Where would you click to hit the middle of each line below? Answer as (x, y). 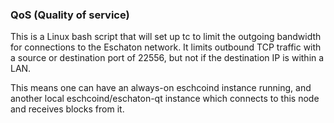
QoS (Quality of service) (70, 15)
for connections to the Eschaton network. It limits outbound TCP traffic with (166, 47)
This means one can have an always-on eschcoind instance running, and (161, 88)
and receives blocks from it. (67, 109)
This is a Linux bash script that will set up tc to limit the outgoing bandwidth (166, 37)
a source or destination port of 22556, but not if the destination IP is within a (167, 58)
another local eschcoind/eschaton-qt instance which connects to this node (165, 99)
